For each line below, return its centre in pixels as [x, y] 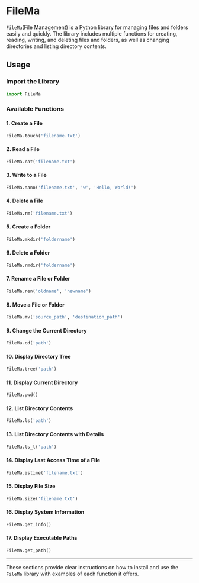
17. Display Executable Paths [42, 538]
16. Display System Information [45, 512]
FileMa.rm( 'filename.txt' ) [39, 213]
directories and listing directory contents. [56, 46]
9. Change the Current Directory [46, 330]
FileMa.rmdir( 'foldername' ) [41, 265]
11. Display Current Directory [42, 382]
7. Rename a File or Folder [38, 279]
